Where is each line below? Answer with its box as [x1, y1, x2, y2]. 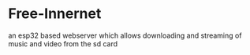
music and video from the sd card [8, 38, 118, 48]
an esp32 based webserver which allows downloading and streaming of [8, 31, 242, 40]
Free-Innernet [8, 5, 102, 23]
